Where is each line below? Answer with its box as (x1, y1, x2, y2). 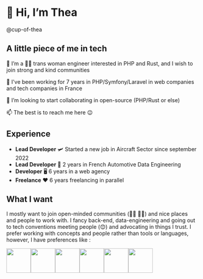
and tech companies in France (6, 84, 82, 92)
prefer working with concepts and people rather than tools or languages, (6, 229, 189, 237)
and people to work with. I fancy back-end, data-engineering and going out (6, 217, 196, 224)
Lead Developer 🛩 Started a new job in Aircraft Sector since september (15, 145, 197, 152)
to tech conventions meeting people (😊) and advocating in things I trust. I (6, 223, 191, 231)
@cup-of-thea (6, 26, 43, 33)
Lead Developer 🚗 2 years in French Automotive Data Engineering (15, 160, 181, 168)
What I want (6, 194, 53, 204)
